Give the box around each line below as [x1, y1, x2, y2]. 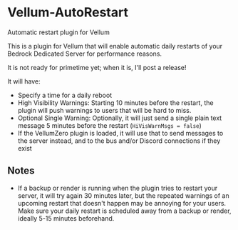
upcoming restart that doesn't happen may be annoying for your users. [17, 199, 227, 207]
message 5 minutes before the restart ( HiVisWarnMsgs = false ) [17, 121, 202, 129]
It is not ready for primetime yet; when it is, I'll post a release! [7, 63, 187, 71]
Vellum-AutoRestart [7, 4, 128, 21]
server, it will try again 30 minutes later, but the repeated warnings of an [17, 191, 229, 200]
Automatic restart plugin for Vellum [7, 28, 110, 36]
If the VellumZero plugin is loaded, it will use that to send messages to [17, 129, 224, 137]
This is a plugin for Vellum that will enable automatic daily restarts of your [7, 41, 223, 50]
